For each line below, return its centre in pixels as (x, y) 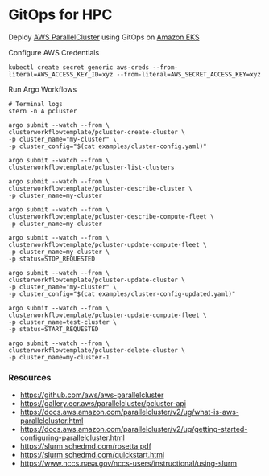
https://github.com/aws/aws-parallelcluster (92, 395)
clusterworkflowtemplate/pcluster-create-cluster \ (97, 132)
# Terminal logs (35, 104)
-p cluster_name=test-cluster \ (62, 322)
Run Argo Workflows (43, 89)
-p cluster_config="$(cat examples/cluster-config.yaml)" (108, 146)
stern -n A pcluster (43, 111)
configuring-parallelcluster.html (72, 438)
